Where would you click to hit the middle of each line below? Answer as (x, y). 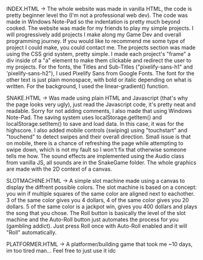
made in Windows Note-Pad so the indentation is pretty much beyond (93, 22)
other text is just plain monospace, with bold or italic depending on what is (99, 80)
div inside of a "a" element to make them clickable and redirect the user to (99, 60)
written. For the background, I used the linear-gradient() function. (88, 86)
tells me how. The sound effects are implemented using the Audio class (95, 156)
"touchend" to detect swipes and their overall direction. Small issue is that (98, 137)
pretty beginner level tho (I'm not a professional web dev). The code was (97, 15)
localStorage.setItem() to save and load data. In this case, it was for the (95, 124)
